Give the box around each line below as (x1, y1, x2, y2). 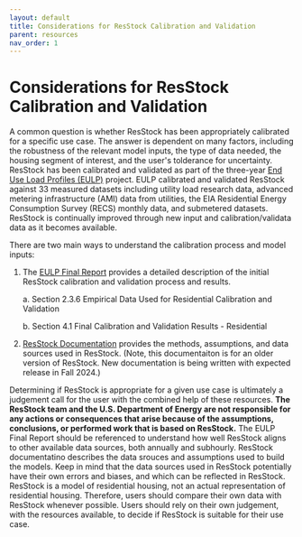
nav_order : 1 (9, 38, 59, 48)
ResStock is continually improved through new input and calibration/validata (9, 213, 292, 224)
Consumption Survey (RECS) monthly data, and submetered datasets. (9, 203, 269, 214)
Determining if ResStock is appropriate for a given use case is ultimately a (9, 384, 284, 395)
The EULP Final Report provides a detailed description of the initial (22, 267, 270, 278)
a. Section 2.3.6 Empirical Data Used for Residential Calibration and (22, 294, 272, 305)
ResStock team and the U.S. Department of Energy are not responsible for (9, 403, 291, 415)
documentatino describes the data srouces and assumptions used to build (9, 452, 286, 463)
